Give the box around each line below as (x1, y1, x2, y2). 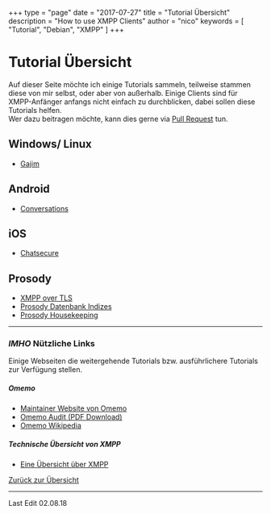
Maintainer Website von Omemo (19, 403, 127, 413)
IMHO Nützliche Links (8, 338, 95, 349)
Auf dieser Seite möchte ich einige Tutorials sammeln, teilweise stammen (8, 79, 252, 89)
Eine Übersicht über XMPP (19, 460, 109, 470)
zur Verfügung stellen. (8, 365, 83, 374)
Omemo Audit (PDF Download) (19, 412, 123, 422)
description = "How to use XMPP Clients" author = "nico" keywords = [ (8, 16, 244, 26)
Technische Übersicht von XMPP (8, 440, 121, 449)
